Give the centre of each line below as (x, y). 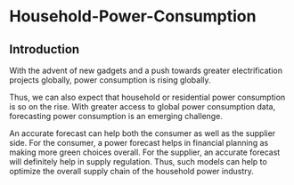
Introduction (45, 49)
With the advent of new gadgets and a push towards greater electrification (146, 70)
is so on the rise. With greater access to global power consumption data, (143, 107)
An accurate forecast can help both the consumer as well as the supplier (143, 133)
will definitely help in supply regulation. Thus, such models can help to (138, 161)
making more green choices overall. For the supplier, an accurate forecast (145, 152)
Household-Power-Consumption (133, 16)
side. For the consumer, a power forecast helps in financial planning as (139, 143)
